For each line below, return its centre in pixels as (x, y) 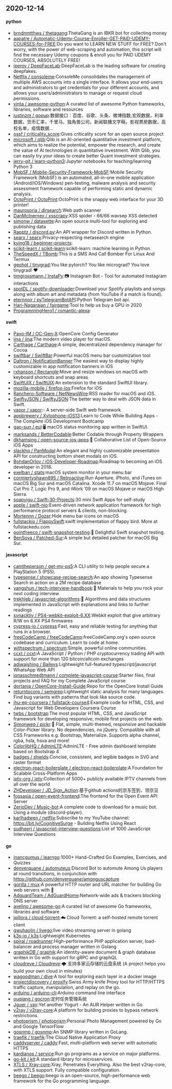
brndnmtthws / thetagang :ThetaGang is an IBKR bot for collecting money (90, 33)
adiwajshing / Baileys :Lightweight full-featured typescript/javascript (85, 664)
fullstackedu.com (31, 527)
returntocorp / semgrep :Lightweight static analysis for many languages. (89, 691)
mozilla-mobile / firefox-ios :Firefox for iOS (57, 388)
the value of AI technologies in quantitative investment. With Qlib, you (87, 150)
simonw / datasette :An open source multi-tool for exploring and (80, 221)
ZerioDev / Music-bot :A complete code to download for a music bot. (85, 807)
